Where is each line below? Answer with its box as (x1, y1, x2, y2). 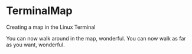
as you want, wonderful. (6, 41, 65, 48)
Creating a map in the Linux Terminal (6, 23, 96, 31)
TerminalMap (6, 4, 73, 18)
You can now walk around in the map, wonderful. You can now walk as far (6, 35, 186, 42)
